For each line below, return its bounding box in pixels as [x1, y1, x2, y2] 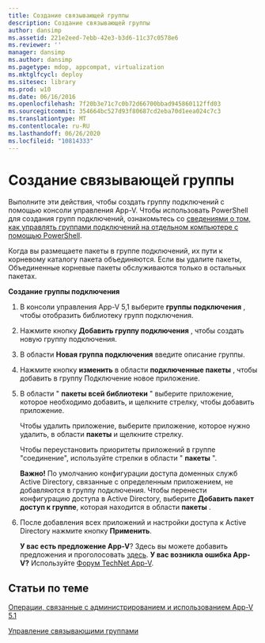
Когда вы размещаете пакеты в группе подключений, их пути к [8, 247, 223, 256]
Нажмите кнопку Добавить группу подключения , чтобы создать [19, 326, 244, 335]
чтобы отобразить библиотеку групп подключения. [19, 311, 194, 320]
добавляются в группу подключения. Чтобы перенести [19, 485, 207, 496]
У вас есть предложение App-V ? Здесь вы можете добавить [19, 542, 228, 551]
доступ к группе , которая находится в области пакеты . [19, 503, 211, 512]
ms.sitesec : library [8, 78, 77, 86]
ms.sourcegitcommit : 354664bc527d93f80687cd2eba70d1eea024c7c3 [8, 108, 221, 116]
